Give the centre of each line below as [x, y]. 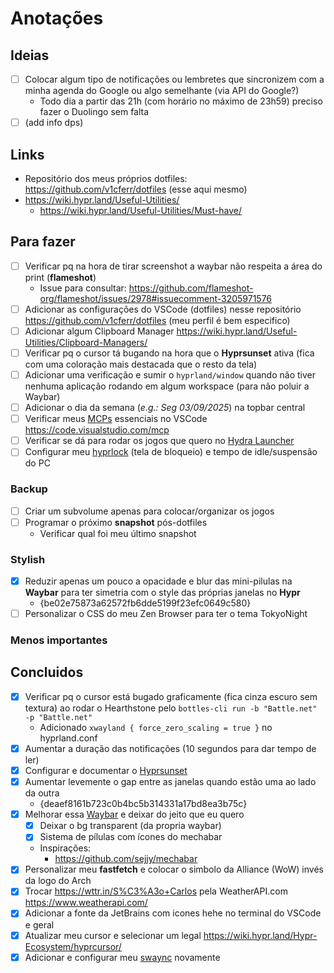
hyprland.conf [68, 738]
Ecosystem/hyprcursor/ [73, 946]
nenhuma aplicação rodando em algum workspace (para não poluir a [167, 386]
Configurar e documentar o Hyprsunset [106, 771]
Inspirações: [65, 848]
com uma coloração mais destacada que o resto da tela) [141, 364]
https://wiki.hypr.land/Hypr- [260, 935]
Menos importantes [59, 640]
